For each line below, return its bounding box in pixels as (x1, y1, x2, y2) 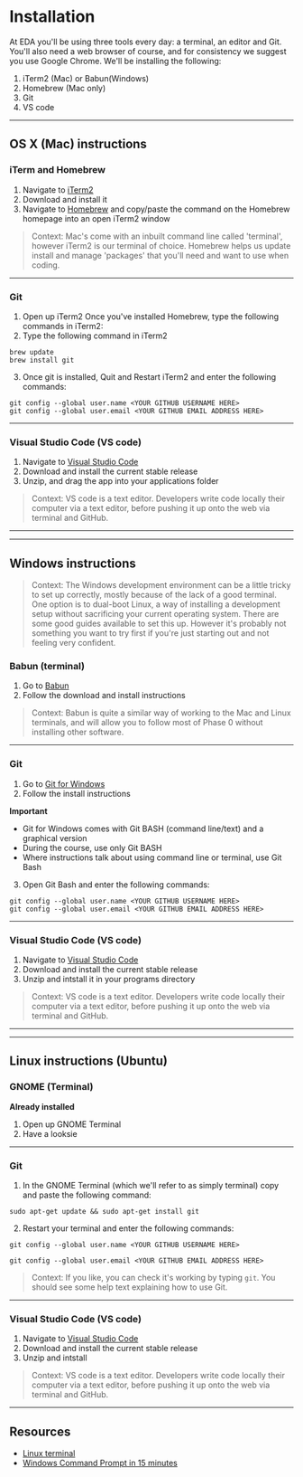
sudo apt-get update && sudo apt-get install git (9, 1207, 200, 1216)
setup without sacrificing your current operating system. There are (31, 609, 280, 620)
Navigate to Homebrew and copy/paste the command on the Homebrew (22, 204, 290, 214)
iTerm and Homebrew (9, 164, 106, 176)
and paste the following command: (22, 1189, 151, 1200)
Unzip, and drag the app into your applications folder (22, 476, 219, 487)
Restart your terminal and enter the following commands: (22, 1223, 234, 1234)
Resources (9, 1424, 71, 1439)
